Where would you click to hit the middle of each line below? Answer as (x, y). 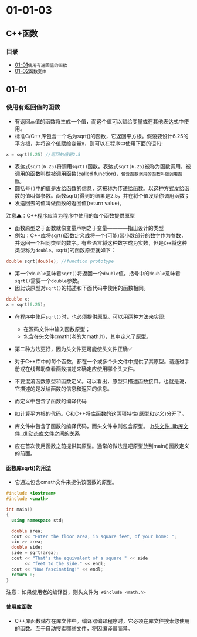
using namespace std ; (38, 520)
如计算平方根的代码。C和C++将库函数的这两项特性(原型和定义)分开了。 (101, 414)
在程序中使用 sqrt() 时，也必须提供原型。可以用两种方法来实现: (90, 317)
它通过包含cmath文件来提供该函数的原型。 (66, 482)
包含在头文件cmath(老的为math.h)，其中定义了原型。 (87, 336)
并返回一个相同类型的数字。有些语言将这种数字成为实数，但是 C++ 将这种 (101, 243)
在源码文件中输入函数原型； (57, 329)
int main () (19, 509)
